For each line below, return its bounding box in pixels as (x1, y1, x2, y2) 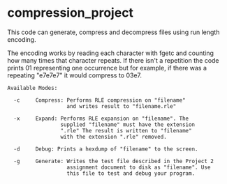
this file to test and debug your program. (66, 169, 196, 177)
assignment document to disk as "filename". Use (66, 164, 211, 171)
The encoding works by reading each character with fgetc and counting (7, 49, 214, 57)
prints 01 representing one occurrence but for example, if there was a (7, 63, 207, 72)
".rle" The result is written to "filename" (60, 127, 192, 134)
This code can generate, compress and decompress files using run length (7, 28, 220, 36)
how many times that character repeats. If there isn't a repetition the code (7, 56, 219, 64)
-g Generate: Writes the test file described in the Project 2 (13, 158, 214, 164)
